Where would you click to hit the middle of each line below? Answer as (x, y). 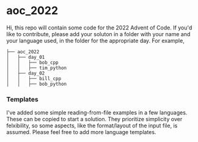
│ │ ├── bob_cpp (33, 62)
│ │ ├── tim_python (37, 68)
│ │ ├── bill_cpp (34, 78)
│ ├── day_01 (26, 57)
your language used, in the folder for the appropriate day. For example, (95, 40)
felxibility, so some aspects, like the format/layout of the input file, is (92, 125)
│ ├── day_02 (26, 73)
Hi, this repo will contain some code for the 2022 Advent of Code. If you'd (99, 28)
